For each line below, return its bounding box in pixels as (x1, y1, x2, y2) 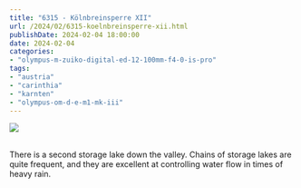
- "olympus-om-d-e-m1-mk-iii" (9, 97, 124, 107)
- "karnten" (9, 89, 54, 98)
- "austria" (9, 73, 54, 82)
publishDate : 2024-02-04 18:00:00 (9, 30, 141, 39)
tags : (9, 64, 30, 74)
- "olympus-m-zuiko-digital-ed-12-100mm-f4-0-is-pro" (9, 55, 218, 64)
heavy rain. (9, 169, 52, 180)
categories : (9, 47, 54, 56)
